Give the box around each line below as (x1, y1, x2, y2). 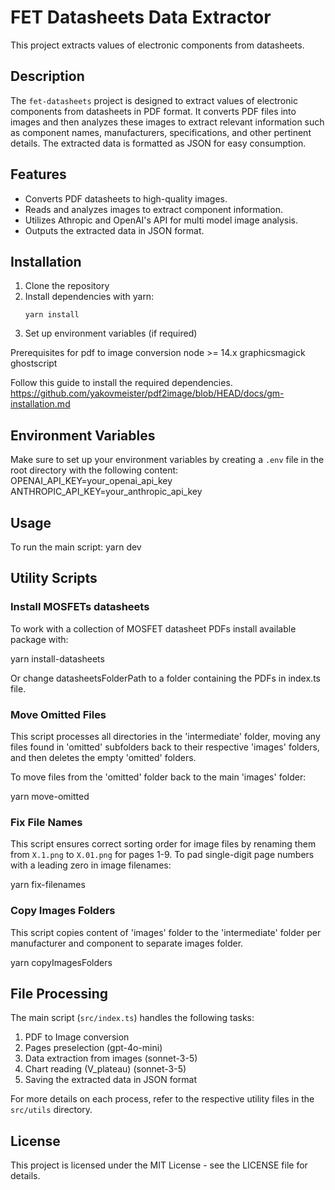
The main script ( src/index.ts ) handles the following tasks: (10, 1012, 255, 1024)
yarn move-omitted (10, 790, 90, 802)
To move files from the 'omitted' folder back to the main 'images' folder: (10, 771, 307, 783)
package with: (10, 633, 69, 645)
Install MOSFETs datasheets (10, 600, 150, 614)
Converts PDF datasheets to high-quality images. (24, 192, 228, 205)
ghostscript (10, 357, 58, 370)
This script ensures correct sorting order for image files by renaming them (10, 838, 317, 850)
